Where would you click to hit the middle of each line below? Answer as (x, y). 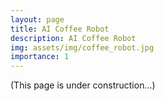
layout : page (37, 19)
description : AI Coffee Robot (73, 38)
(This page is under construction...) (83, 85)
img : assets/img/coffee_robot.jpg (82, 47)
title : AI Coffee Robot (60, 29)
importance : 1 (40, 57)
